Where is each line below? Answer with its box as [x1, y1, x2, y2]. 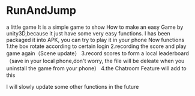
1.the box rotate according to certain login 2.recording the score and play [6, 43, 187, 50]
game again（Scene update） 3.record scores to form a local [6, 49, 158, 57]
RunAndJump [6, 4, 77, 17]
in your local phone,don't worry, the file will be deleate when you [24, 57, 185, 64]
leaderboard [158, 49, 189, 57]
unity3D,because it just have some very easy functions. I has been [6, 29, 171, 37]
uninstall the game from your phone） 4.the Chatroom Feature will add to [6, 64, 187, 72]
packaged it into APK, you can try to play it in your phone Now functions [6, 36, 185, 43]
